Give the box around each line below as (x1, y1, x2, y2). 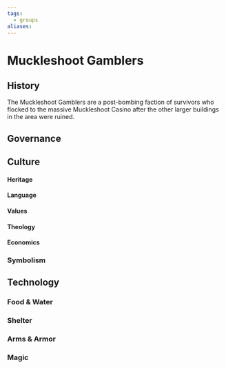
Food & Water (7, 297, 54, 307)
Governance (7, 132, 61, 145)
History (7, 80, 40, 92)
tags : (7, 10, 23, 17)
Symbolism (7, 255, 46, 265)
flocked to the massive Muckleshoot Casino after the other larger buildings (7, 105, 219, 114)
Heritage (7, 175, 33, 183)
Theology (7, 222, 36, 231)
